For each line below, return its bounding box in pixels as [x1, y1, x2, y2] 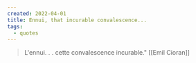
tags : [7, 23, 23, 30]
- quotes [13, 29, 39, 37]
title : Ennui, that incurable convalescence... [7, 17, 148, 24]
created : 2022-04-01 [7, 10, 67, 17]
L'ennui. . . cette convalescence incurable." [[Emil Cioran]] [24, 48, 190, 57]
